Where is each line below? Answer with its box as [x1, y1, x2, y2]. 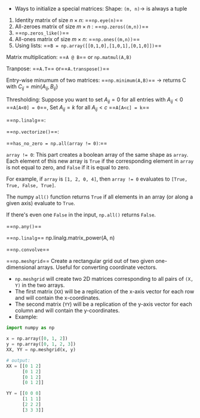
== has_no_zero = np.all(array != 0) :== [6, 140, 107, 147]
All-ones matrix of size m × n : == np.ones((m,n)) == [14, 36, 140, 42]
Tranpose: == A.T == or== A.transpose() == [6, 65, 110, 72]
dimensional [6, 264, 36, 271]
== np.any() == [6, 223, 42, 230]
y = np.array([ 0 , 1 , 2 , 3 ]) [6, 341, 76, 348]
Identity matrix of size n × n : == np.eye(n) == [14, 17, 124, 23]
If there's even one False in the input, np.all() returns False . [6, 211, 156, 218]
